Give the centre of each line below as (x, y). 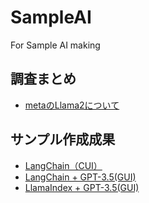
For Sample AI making (55, 45)
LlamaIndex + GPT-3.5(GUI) (82, 187)
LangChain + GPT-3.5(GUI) (80, 177)
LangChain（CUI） (63, 165)
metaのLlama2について (72, 105)
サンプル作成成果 (63, 139)
